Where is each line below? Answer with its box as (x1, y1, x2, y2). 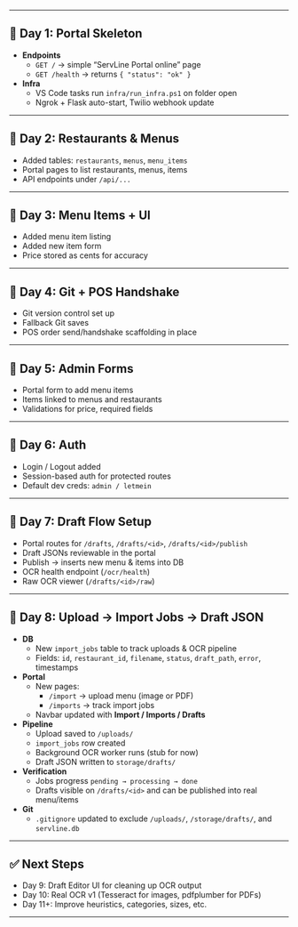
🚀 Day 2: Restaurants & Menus (9, 131, 180, 147)
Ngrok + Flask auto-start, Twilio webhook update (35, 97, 215, 108)
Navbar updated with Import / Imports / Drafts (35, 709, 206, 720)
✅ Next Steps (9, 856, 84, 872)
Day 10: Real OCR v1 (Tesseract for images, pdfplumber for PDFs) (21, 890, 262, 900)
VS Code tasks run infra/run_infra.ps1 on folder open (35, 87, 238, 98)
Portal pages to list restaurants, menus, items (21, 164, 188, 174)
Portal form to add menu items (21, 384, 134, 396)
